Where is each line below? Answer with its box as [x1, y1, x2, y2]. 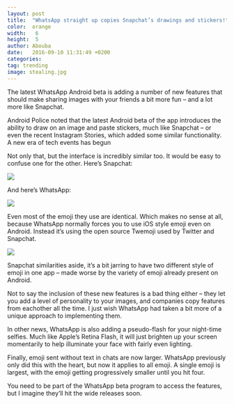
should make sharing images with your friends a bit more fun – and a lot [7, 95, 213, 103]
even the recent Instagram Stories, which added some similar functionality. [7, 130, 222, 139]
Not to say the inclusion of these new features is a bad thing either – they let [7, 289, 226, 297]
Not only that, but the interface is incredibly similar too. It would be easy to [7, 151, 221, 160]
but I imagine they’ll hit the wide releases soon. [7, 389, 142, 397]
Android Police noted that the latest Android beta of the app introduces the [7, 116, 221, 124]
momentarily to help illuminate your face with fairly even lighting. [7, 339, 193, 348]
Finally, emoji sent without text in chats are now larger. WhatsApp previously [7, 353, 226, 362]
